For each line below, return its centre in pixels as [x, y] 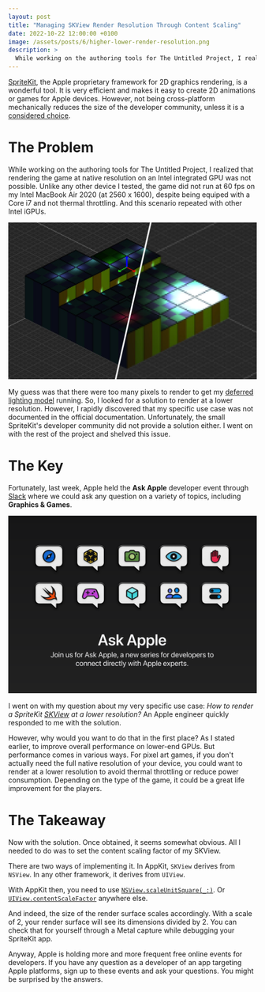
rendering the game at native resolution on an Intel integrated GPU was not [130, 177]
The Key [36, 466]
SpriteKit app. [30, 939]
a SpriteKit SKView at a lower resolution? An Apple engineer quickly [119, 714]
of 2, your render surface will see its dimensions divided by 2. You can [123, 922]
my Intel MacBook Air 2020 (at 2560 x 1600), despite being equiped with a [129, 195]
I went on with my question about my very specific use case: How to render [131, 706]
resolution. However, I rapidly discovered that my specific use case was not [131, 408]
